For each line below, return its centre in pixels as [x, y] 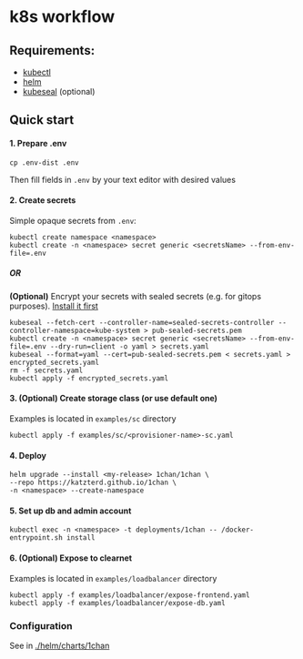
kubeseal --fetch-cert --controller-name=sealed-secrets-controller [142, 322]
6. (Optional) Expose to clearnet [71, 558]
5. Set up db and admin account [71, 511]
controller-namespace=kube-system [75, 330]
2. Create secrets [43, 200]
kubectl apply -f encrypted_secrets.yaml [89, 378]
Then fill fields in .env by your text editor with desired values [123, 179]
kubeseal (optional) [59, 91]
